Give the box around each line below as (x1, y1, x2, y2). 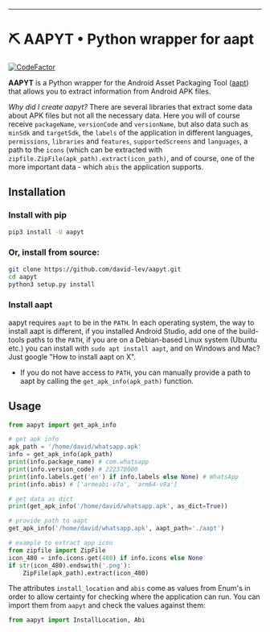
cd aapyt (8, 272, 38, 281)
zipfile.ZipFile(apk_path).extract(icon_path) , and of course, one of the (8, 153, 255, 163)
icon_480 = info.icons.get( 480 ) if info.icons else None (8, 554, 203, 562)
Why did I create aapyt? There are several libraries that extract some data (8, 102, 253, 111)
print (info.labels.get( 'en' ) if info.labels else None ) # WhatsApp (8, 472, 239, 480)
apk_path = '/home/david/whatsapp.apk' (8, 443, 142, 451)
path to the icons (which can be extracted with (8, 144, 163, 154)
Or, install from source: (8, 247, 100, 258)
